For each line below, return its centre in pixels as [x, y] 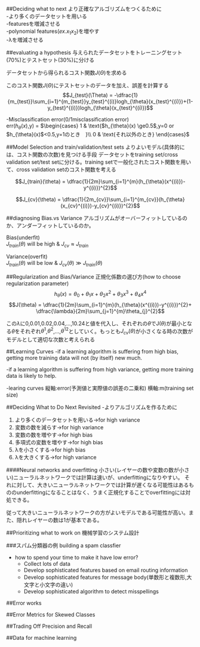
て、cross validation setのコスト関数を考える [61, 169]
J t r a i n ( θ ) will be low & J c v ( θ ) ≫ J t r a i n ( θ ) [54, 264]
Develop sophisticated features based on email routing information [106, 570]
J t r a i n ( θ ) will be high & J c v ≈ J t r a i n [47, 244]
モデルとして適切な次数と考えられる [51, 340]
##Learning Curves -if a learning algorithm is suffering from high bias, [93, 352]
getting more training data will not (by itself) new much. [74, 358]
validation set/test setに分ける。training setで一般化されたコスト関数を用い [99, 162]
